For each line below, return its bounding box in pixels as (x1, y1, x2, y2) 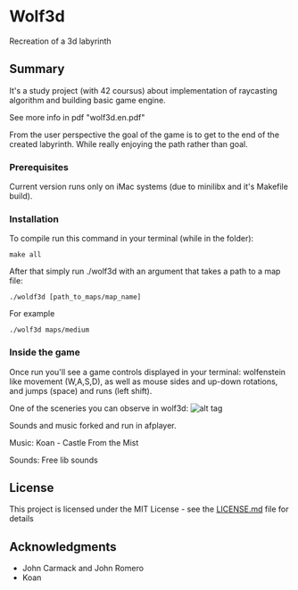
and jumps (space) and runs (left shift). (9, 385, 153, 396)
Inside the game (9, 346, 80, 358)
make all (9, 250, 42, 259)
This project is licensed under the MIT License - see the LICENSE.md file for (9, 504, 289, 514)
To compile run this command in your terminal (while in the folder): (9, 234, 254, 244)
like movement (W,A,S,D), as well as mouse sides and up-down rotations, (9, 376, 278, 387)
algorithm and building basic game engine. (9, 94, 167, 105)
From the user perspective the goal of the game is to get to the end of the (9, 129, 279, 140)
